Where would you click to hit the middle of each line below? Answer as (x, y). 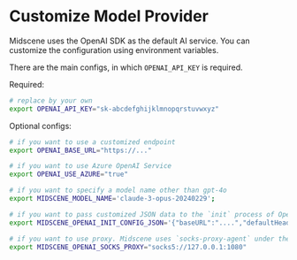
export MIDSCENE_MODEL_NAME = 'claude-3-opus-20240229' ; (112, 199)
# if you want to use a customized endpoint (92, 142)
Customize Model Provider (109, 16)
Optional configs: (41, 126)
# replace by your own (51, 100)
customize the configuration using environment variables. (114, 50)
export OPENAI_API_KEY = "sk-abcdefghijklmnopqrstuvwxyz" (114, 109)
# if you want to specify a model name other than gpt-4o (118, 191)
